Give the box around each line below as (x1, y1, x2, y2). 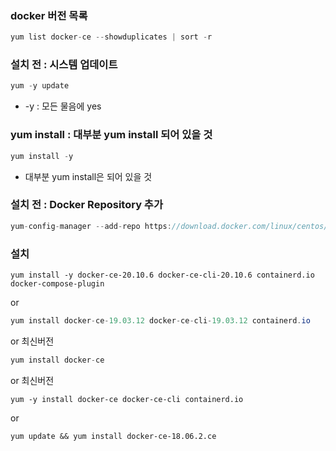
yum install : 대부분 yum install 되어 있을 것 (10, 128, 213, 142)
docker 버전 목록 (10, 8, 88, 22)
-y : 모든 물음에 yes (24, 100, 102, 112)
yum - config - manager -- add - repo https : (10, 221, 172, 231)
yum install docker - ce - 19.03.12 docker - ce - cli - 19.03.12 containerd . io (10, 315, 311, 326)
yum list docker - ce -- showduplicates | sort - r (10, 32, 213, 42)
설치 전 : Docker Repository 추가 (10, 198, 163, 212)
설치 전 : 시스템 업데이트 (10, 58, 118, 72)
